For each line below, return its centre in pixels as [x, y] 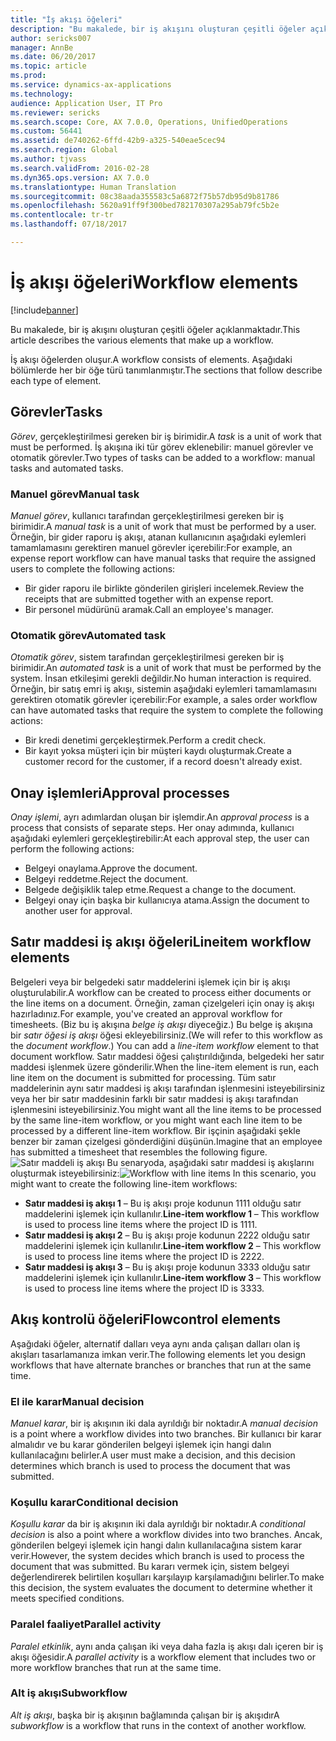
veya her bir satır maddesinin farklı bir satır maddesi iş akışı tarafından [154, 1098]
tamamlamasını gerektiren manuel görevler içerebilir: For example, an [151, 547]
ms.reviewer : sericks [55, 112]
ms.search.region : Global [64, 150]
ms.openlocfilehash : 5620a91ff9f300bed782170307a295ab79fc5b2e [145, 206]
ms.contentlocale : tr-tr [62, 215]
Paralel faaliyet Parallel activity [86, 1624]
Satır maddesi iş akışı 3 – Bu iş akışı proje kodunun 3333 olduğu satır [167, 1267]
